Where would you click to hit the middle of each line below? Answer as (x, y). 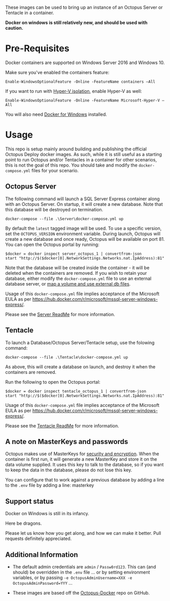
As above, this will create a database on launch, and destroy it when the (80, 367)
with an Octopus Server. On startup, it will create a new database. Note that (84, 204)
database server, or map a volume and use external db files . (68, 283)
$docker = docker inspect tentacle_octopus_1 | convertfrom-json (76, 391)
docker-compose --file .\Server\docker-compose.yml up (64, 219)
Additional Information (42, 555)
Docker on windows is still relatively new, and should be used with (76, 23)
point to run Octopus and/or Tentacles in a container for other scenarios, (81, 160)
